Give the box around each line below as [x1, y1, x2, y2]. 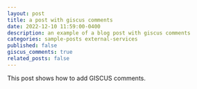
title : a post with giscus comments [7, 17, 113, 23]
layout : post [7, 10, 45, 17]
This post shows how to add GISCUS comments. [7, 74, 146, 82]
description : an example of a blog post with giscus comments [7, 29, 191, 37]
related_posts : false [7, 55, 70, 62]
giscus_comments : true [7, 49, 73, 56]
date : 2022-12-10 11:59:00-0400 [7, 23, 101, 30]
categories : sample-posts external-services [7, 36, 138, 43]
